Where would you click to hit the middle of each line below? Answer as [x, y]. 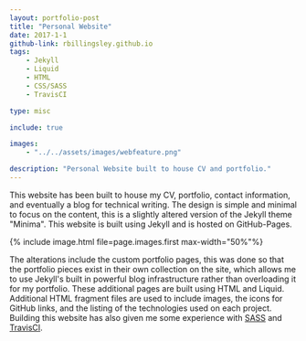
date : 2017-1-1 [38, 35]
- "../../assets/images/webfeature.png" [104, 153]
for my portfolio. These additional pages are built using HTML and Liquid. [147, 288]
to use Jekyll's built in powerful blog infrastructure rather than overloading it [153, 279]
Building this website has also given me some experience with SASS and [146, 317]
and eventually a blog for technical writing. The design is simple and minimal [153, 204]
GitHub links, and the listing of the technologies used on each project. [141, 308]
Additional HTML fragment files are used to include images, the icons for [146, 298]
